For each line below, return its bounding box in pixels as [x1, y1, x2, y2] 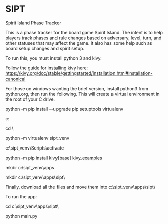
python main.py [5, 213, 38, 219]
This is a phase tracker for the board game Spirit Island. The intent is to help [5, 29, 163, 35]
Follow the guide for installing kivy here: [5, 65, 88, 71]
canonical [5, 76, 26, 82]
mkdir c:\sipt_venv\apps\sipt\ [5, 174, 65, 180]
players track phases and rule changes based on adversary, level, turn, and [5, 35, 162, 41]
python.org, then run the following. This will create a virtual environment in [5, 91, 160, 97]
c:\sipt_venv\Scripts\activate [5, 144, 64, 151]
